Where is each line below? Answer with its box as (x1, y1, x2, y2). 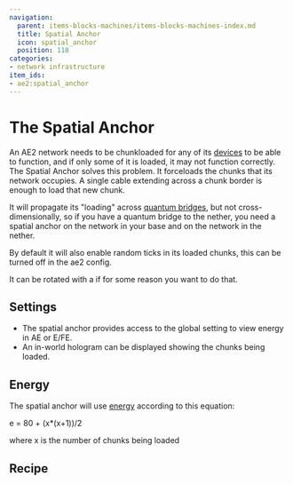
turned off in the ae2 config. (9, 257, 113, 267)
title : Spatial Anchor (17, 29, 101, 38)
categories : (9, 54, 53, 63)
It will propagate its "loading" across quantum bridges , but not (9, 202, 237, 212)
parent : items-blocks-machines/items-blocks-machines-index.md (17, 21, 256, 30)
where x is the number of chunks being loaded (9, 435, 180, 446)
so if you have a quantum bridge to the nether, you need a (63, 210, 276, 222)
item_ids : (9, 71, 46, 80)
